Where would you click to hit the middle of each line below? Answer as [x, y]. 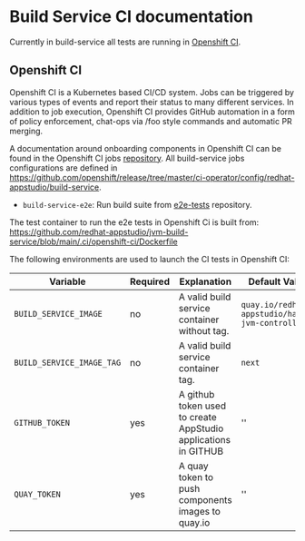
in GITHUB [201, 451]
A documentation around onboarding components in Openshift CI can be [145, 148]
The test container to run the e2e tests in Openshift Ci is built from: [134, 222]
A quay [193, 466]
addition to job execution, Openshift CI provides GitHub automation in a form [152, 112]
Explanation [206, 281]
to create [197, 417]
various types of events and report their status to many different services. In [152, 102]
